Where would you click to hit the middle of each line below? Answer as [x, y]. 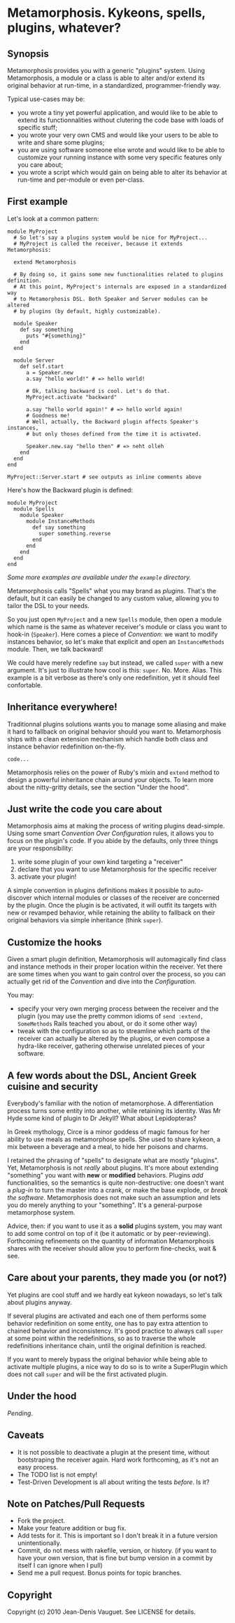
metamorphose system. [41, 1213]
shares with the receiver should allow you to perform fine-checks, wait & [112, 1248]
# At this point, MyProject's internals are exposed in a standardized [120, 287]
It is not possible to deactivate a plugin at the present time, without [113, 1452]
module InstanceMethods [60, 521]
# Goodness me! [48, 415]
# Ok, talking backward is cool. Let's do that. [98, 391]
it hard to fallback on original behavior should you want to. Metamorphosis [114, 732]
